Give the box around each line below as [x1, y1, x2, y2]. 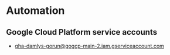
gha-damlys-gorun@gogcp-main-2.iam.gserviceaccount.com [14, 42, 164, 49]
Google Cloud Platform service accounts [6, 27, 157, 37]
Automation [6, 4, 65, 17]
